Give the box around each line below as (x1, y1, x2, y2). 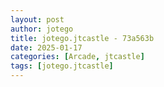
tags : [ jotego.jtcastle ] (10, 61, 114, 71)
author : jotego (10, 24, 74, 34)
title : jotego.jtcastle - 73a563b (10, 33, 155, 43)
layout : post (10, 14, 65, 25)
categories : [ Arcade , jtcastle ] (10, 52, 145, 62)
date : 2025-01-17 (10, 42, 83, 53)
